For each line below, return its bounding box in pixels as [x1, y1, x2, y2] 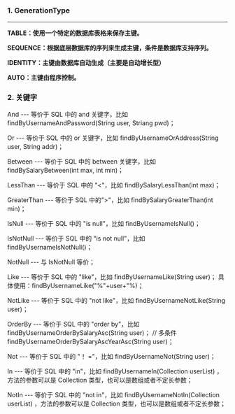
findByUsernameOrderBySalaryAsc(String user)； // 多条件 [7, 328, 177, 337]
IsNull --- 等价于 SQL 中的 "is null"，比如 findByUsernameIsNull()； [7, 219, 201, 227]
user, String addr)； [7, 142, 64, 150]
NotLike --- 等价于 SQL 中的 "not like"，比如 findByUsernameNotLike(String [7, 296, 226, 304]
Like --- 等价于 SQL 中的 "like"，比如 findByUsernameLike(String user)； [7, 272, 217, 281]
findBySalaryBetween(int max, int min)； [7, 166, 124, 174]
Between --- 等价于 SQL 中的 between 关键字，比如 [7, 157, 156, 166]
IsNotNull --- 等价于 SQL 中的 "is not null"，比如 [7, 234, 145, 243]
